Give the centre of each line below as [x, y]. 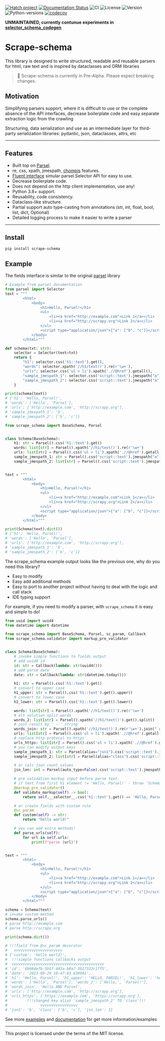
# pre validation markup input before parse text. [67, 779]
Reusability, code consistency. [43, 197]
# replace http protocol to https [49, 738]
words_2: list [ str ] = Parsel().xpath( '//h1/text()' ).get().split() [84, 720]
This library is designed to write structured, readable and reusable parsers [80, 61]
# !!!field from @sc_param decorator [44, 946]
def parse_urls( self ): [37, 833]
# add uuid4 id [29, 661]
